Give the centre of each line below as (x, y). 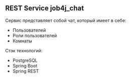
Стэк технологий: (24, 50)
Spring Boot (25, 65)
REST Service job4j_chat (45, 8)
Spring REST (26, 71)
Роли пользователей (35, 35)
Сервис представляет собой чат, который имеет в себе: (66, 20)
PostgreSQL (25, 60)
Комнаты (22, 41)
